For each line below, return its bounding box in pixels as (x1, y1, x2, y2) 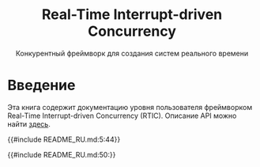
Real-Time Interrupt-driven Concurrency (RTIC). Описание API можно (7, 111, 237, 120)
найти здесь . (7, 119, 51, 128)
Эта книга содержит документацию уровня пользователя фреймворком (7, 102, 253, 112)
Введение (7, 77, 76, 94)
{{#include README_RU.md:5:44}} (7, 135, 121, 144)
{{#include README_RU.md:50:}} (7, 150, 116, 159)
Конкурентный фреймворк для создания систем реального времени (15, 48, 249, 58)
